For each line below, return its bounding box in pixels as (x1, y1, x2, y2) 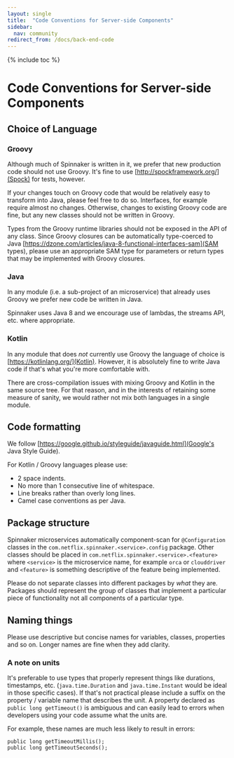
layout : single (7, 10, 52, 18)
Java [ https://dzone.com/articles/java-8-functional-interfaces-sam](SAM (7, 239, 219, 248)
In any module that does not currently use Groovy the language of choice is (7, 350, 226, 358)
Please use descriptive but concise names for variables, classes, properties (7, 633, 226, 641)
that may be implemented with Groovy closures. (7, 254, 146, 262)
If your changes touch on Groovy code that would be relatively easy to (7, 189, 210, 197)
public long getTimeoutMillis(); (7, 738, 105, 745)
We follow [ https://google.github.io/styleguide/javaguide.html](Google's (7, 439, 215, 448)
